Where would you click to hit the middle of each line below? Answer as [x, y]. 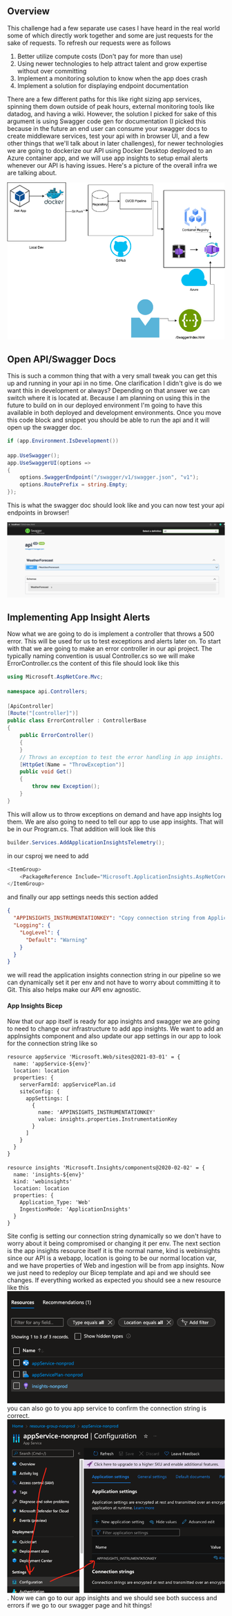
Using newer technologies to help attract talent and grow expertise [112, 63]
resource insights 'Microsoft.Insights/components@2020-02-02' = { [106, 1167]
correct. [18, 1416]
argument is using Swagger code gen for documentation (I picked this [107, 121]
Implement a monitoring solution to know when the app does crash [112, 78]
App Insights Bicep [35, 1005]
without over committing [52, 71]
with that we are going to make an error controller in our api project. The [110, 649]
